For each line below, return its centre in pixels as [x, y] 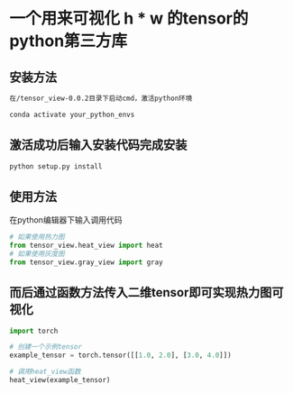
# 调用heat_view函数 [45, 372]
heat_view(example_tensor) [60, 380]
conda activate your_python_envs [72, 114]
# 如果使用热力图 [37, 237]
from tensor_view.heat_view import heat [87, 246]
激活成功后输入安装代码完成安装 [98, 145]
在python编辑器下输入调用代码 [66, 220]
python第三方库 [69, 41]
